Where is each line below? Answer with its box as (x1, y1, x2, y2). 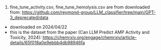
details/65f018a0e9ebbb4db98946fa (9, 40, 85, 46)
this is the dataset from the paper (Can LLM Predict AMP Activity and (9, 29, 150, 35)
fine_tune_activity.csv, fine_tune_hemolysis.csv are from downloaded (9, 4, 150, 10)
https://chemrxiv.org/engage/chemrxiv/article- (42, 34, 137, 40)
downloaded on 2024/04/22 (9, 24, 67, 30)
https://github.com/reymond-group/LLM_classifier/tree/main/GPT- (22, 9, 156, 15)
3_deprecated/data (9, 15, 49, 20)
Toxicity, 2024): (9, 34, 42, 40)
